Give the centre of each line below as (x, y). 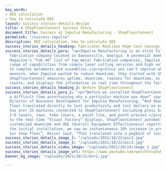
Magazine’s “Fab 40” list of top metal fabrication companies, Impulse (85, 60)
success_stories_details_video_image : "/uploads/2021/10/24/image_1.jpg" (83, 147)
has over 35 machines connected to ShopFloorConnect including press (83, 111)
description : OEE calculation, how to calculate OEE (61, 42)
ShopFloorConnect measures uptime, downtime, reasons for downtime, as (85, 78)
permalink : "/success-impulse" (37, 37)
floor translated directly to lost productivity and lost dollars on (83, 106)
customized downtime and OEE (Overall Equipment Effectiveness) (77, 124)
